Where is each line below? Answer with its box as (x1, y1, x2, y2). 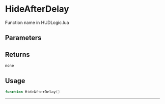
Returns (5, 50, 30, 59)
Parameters (5, 34, 42, 42)
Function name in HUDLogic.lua (5, 20, 69, 25)
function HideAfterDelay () (5, 89, 60, 94)
